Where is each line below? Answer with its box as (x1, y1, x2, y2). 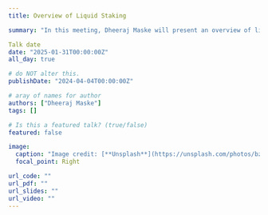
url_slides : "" (8, 187, 59, 195)
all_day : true (8, 55, 56, 64)
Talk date (8, 41, 41, 49)
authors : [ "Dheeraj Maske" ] (8, 99, 102, 107)
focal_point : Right (15, 157, 81, 166)
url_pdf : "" (8, 179, 48, 188)
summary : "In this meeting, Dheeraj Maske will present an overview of (8, 26, 251, 34)
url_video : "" (8, 194, 56, 202)
